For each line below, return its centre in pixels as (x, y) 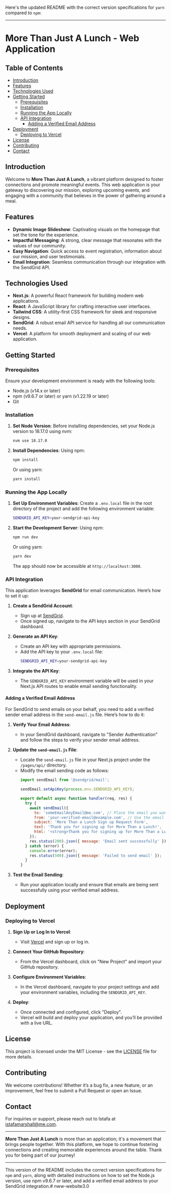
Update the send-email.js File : (45, 750)
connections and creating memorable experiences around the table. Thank (83, 1150)
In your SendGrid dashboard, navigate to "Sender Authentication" (89, 734)
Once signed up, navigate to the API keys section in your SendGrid (90, 621)
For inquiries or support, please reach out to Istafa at (61, 1119)
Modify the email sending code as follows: (65, 771)
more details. (19, 1057)
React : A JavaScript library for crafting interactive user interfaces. (82, 307)
